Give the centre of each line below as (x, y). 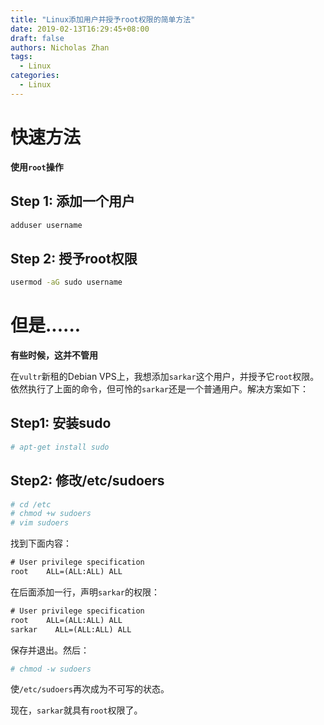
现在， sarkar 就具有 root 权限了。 (76, 710)
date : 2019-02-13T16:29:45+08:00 (80, 29)
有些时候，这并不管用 (54, 355)
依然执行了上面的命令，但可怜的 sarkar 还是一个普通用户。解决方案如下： (159, 389)
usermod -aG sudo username (66, 282)
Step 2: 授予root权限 (74, 258)
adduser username (46, 225)
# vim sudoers (40, 523)
